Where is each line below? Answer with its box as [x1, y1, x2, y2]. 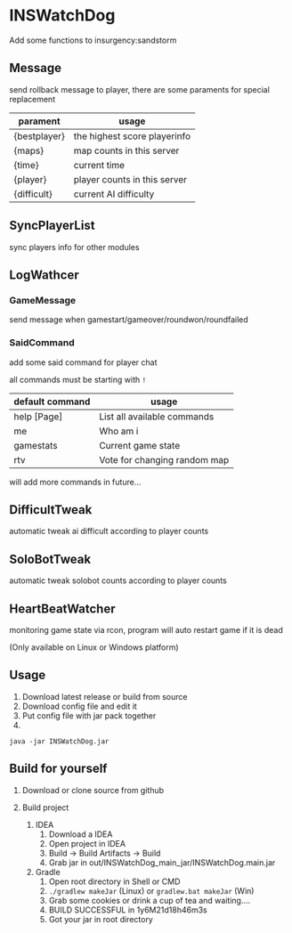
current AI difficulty [73, 188, 155, 200]
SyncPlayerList [9, 218, 95, 233]
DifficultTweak [9, 502, 93, 517]
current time [73, 158, 126, 171]
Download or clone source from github [21, 784, 165, 795]
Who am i [99, 425, 139, 437]
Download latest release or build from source [21, 691, 188, 702]
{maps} [13, 144, 45, 157]
